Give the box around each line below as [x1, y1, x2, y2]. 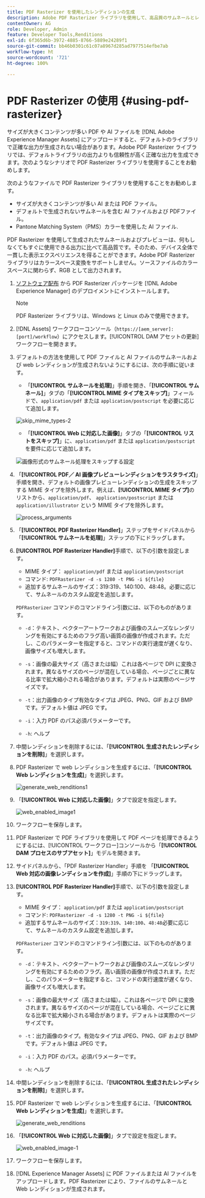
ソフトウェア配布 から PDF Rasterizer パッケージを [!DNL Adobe [15, 280, 178, 287]
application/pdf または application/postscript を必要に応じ [41, 397, 195, 405]
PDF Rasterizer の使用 [7, 94, 118, 108]
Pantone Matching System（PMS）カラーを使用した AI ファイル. [15, 223, 179, 230]
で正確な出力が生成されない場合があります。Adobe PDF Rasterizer [7, 143, 174, 151]
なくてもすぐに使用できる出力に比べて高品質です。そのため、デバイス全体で [7, 244, 198, 251]
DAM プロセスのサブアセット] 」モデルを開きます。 [15, 849, 144, 857]
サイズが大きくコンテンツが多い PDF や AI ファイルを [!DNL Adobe [7, 128, 174, 135]
